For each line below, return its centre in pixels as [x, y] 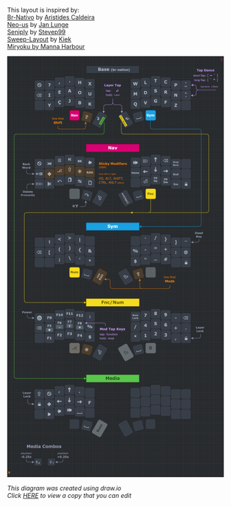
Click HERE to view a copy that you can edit [69, 496]
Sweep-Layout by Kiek [39, 39]
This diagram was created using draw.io [64, 488]
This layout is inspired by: [43, 10]
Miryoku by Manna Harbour [46, 47]
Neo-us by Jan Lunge [38, 24]
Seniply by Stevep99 [36, 32]
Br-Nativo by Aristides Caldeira [51, 17]
